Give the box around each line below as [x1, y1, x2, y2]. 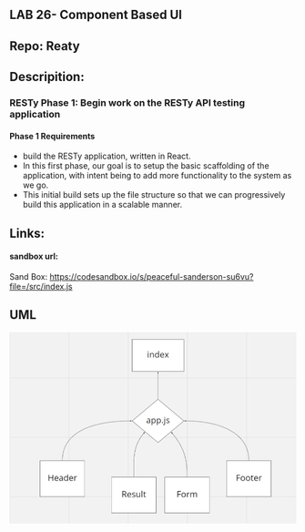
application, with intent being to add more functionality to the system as [22, 170, 292, 181]
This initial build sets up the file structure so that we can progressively [22, 189, 286, 200]
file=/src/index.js [9, 281, 73, 292]
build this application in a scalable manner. [22, 199, 183, 210]
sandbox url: [9, 251, 59, 262]
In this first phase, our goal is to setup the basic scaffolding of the [22, 160, 270, 171]
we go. [22, 179, 49, 190]
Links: [9, 225, 46, 240]
